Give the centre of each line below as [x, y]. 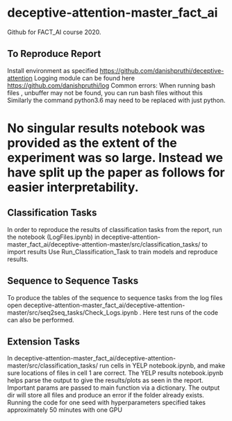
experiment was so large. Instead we [115, 157]
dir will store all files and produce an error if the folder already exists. [106, 395]
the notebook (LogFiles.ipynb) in [53, 237]
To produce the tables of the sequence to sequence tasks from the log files [115, 297]
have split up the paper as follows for [116, 172]
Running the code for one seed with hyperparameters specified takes [107, 403]
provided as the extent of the [92, 143]
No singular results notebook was [106, 128]
